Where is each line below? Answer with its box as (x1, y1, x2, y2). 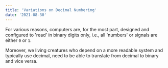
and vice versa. (5, 58, 38, 64)
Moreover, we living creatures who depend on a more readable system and (5, 47, 163, 53)
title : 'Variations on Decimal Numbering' (5, 7, 97, 13)
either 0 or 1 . (5, 37, 32, 43)
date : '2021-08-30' (5, 12, 47, 17)
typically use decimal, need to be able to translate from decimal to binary (5, 52, 159, 59)
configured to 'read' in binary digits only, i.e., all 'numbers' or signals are (5, 32, 158, 38)
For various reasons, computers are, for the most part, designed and (5, 26, 150, 32)
